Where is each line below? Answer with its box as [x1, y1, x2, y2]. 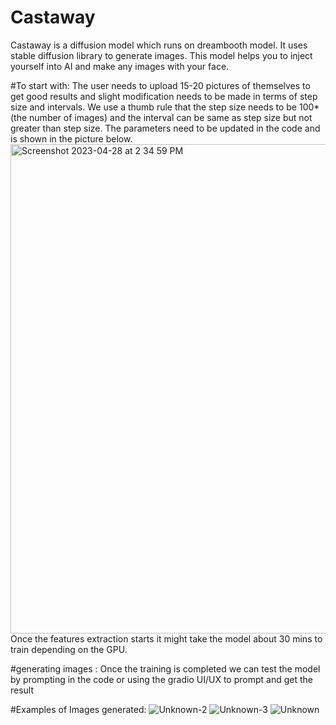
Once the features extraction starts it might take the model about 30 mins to [10, 632, 323, 645]
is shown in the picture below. [10, 132, 133, 145]
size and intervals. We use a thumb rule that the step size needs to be [10, 101, 298, 113]
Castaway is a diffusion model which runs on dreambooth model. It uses [10, 39, 308, 51]
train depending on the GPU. [10, 643, 128, 655]
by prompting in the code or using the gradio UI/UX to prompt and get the [10, 673, 313, 685]
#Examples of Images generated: [10, 703, 147, 715]
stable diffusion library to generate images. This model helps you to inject [10, 49, 313, 61]
